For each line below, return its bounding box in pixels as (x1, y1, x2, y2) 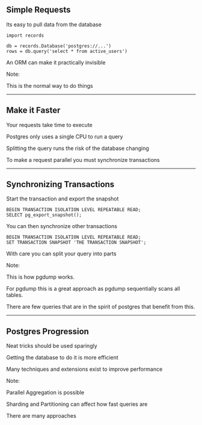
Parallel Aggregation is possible (6, 389, 85, 396)
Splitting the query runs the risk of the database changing (6, 144, 149, 152)
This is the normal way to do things (6, 82, 93, 89)
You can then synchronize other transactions (6, 223, 117, 230)
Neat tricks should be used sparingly (6, 343, 97, 350)
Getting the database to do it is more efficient (6, 354, 118, 361)
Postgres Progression (6, 326, 89, 337)
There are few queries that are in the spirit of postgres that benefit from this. (6, 303, 195, 311)
